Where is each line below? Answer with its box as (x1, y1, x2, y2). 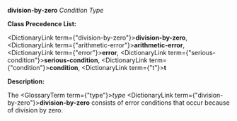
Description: (7, 77, 45, 86)
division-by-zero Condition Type (7, 6, 104, 14)
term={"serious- (168, 49, 216, 57)
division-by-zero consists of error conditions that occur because (39, 98, 230, 107)
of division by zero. (7, 106, 64, 114)
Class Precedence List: (7, 20, 76, 28)
